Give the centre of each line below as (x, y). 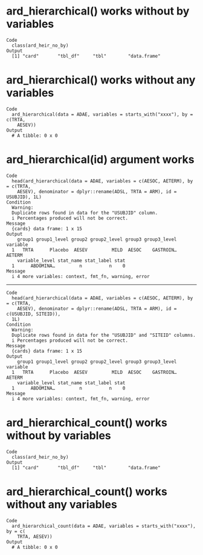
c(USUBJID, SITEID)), (34, 314)
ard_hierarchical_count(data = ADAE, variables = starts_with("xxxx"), (104, 526)
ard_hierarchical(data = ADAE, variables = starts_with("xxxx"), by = (102, 114)
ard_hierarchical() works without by (98, 11)
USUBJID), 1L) (24, 197)
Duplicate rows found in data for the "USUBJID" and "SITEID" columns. (104, 335)
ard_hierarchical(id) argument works (100, 160)
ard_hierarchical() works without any (101, 80)
